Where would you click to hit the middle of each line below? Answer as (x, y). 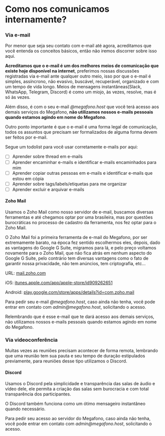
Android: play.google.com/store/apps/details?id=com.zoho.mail (70, 292)
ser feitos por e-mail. (26, 137)
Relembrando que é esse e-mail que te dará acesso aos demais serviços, (80, 317)
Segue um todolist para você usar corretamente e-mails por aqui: (72, 147)
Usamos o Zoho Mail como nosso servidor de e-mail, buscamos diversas (80, 212)
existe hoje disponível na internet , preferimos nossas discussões (72, 71)
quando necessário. (25, 409)
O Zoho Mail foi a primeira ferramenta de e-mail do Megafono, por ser (76, 237)
